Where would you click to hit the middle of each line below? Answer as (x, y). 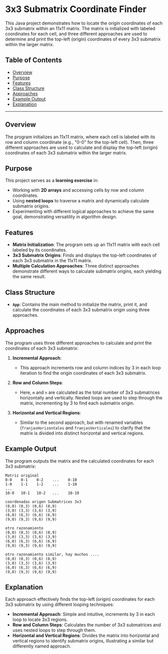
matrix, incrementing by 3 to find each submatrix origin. (77, 403)
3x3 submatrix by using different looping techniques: (59, 604)
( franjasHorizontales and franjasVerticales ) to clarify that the (85, 427)
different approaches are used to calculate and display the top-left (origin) (81, 147)
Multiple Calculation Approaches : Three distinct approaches (75, 266)
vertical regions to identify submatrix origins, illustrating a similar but (83, 641)
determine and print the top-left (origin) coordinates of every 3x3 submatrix (83, 39)
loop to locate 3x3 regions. (40, 619)
